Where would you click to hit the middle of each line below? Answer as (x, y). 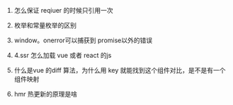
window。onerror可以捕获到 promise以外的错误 (83, 40)
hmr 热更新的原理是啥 (46, 94)
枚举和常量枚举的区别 (45, 25)
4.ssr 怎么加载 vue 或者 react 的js (63, 55)
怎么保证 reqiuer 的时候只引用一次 (63, 10)
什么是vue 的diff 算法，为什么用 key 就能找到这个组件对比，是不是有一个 (120, 70)
